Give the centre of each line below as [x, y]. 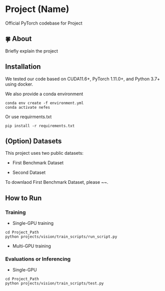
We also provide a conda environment [44, 94]
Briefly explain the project [32, 51]
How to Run [23, 198]
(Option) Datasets [33, 141]
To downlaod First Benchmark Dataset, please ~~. [57, 182]
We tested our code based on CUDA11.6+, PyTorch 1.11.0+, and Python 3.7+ [82, 79]
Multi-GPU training [32, 246]
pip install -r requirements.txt [40, 126]
